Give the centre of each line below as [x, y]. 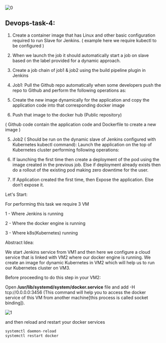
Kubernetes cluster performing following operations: [66, 150]
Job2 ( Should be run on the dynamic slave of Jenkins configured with [84, 139]
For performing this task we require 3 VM [47, 204]
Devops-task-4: [30, 23]
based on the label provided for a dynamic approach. [66, 60]
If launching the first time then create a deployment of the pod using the [86, 159]
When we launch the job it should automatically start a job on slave [81, 55]
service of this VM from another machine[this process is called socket [77, 297]
